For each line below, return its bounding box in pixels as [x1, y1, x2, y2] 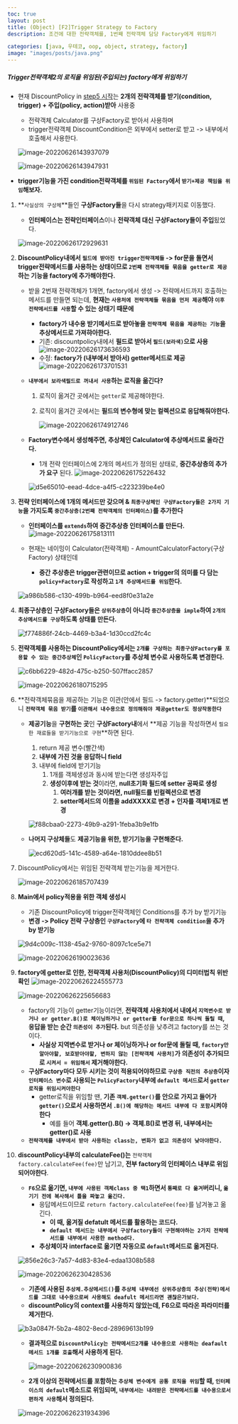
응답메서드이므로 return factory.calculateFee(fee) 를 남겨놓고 [38, 1200, 219, 1208]
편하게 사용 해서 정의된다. [28, 1394, 94, 1403]
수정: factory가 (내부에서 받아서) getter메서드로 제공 [38, 353, 186, 362]
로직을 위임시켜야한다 [28, 1085, 81, 1092]
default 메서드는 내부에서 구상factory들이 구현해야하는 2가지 [49, 1227, 211, 1234]
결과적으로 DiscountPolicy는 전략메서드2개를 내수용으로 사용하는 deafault [28, 1339, 227, 1347]
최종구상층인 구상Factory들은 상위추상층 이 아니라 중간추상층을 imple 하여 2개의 [17, 606, 226, 614]
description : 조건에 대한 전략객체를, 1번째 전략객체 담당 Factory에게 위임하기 [7, 30, 217, 38]
